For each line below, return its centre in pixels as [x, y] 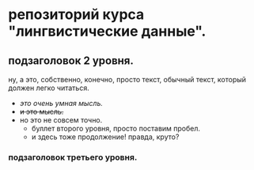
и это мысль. [42, 111]
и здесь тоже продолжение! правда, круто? [105, 137]
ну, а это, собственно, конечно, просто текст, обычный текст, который [127, 79]
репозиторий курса [76, 15]
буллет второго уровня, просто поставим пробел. [116, 128]
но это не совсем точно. [61, 120]
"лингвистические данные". [107, 31]
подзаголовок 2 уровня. [71, 60]
